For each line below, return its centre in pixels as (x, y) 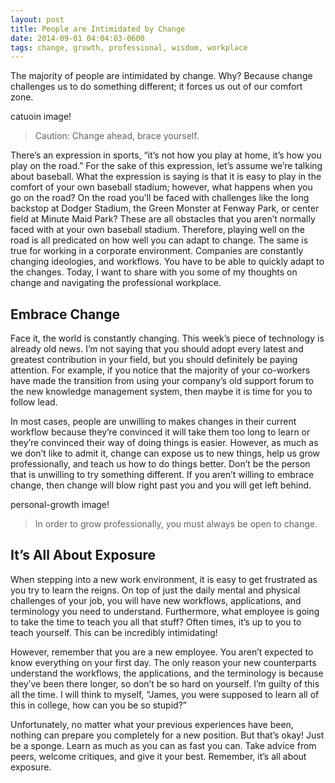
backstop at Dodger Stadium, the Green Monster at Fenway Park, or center (165, 208)
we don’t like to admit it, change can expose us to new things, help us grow (165, 453)
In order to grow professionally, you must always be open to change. (176, 524)
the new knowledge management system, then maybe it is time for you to (161, 392)
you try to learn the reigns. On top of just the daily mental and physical (155, 590)
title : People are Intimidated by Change (98, 29)
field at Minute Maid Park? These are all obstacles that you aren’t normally (163, 219)
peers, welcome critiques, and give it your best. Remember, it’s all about (158, 756)
